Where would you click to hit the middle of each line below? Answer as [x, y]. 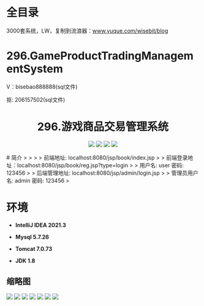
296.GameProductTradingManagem [100, 56]
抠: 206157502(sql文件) [36, 99]
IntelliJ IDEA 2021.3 [40, 225]
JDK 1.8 [25, 261]
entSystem [35, 69]
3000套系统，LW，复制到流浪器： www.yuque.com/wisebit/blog [87, 31]
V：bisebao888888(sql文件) [42, 86]
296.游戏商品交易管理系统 [103, 127]
